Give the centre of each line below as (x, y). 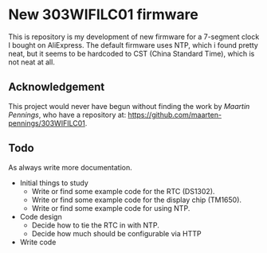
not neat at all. (32, 62)
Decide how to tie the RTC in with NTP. (95, 225)
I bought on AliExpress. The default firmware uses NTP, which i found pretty (133, 45)
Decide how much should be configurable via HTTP (116, 233)
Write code (38, 242)
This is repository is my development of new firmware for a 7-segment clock (134, 37)
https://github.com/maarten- (175, 115)
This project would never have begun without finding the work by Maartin (129, 106)
